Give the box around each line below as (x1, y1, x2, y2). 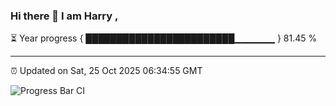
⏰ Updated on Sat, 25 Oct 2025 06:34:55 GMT (10, 65, 203, 77)
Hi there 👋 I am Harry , (10, 9, 119, 23)
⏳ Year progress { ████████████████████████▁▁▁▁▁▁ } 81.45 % (10, 32, 318, 44)
